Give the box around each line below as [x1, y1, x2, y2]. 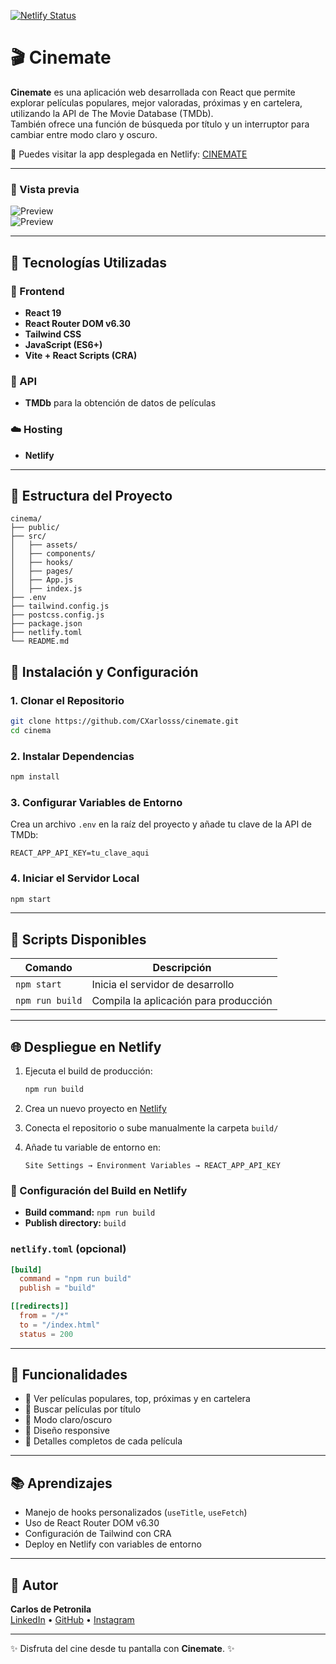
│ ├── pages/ [10, 566, 74, 577]
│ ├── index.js [10, 584, 83, 594]
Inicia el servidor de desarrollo [91, 978, 235, 992]
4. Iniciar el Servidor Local [10, 871, 140, 885]
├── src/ [10, 531, 47, 542]
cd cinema [10, 725, 52, 735]
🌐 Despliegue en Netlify [10, 1038, 162, 1055]
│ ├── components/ [10, 549, 97, 559]
